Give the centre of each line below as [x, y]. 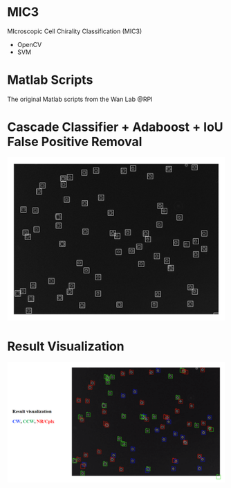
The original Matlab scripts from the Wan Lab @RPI [80, 99]
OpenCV [29, 44]
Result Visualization [66, 346]
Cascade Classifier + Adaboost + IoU [115, 127]
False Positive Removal [75, 142]
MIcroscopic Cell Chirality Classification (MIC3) [75, 31]
